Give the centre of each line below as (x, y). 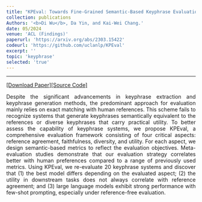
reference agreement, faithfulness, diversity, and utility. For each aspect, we (101, 141)
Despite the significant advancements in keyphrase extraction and (101, 96)
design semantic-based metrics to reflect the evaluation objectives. (93, 147)
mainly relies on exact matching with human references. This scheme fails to (101, 109)
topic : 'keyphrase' (31, 57)
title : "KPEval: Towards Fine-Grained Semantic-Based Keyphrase (88, 12)
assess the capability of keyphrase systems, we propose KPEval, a (101, 128)
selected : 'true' (28, 62)
